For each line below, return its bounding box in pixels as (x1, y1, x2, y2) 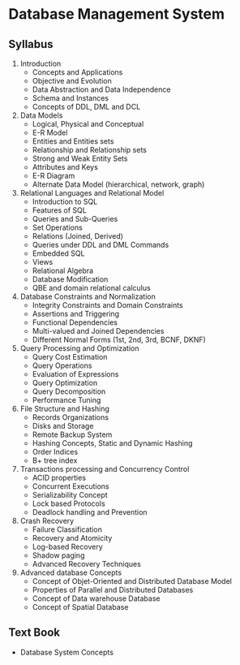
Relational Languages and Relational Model (19, 188, 165, 197)
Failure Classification (32, 525, 103, 534)
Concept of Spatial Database (32, 602, 129, 611)
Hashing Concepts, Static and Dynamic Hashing (32, 438, 193, 447)
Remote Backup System (32, 430, 113, 439)
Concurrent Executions (32, 481, 109, 491)
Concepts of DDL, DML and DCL (32, 102, 141, 111)
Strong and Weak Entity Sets (32, 153, 128, 163)
